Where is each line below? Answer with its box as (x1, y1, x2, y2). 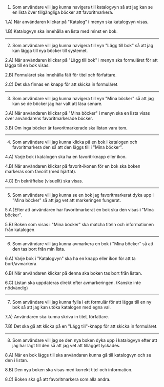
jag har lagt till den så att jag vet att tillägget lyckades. (12, 343, 121, 348)
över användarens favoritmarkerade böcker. (5, 115, 94, 121)
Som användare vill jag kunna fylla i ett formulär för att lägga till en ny (12, 299, 152, 305)
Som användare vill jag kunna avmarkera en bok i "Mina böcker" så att (12, 241, 154, 247)
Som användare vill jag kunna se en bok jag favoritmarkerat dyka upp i (12, 192, 154, 198)
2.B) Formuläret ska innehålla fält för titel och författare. (5, 72, 117, 77)
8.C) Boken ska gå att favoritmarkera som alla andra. (5, 376, 111, 382)
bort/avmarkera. (5, 261, 38, 266)
